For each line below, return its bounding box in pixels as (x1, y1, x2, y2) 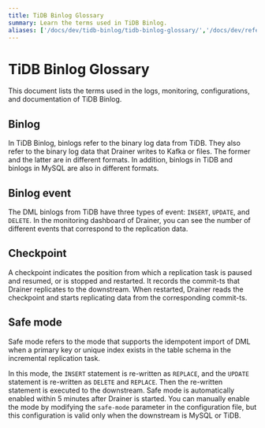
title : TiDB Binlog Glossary (8, 11, 104, 20)
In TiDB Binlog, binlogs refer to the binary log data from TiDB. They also (8, 139, 241, 148)
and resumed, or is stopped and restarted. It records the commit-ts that (8, 276, 241, 285)
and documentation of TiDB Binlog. (8, 95, 122, 104)
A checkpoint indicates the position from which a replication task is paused (8, 267, 252, 277)
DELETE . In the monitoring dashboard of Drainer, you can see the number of (8, 215, 251, 225)
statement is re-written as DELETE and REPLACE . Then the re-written (8, 377, 223, 386)
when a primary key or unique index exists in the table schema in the (8, 344, 231, 355)
